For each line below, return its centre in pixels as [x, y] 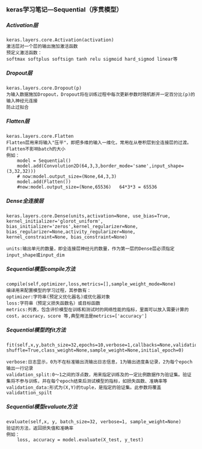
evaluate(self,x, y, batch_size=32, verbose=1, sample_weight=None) [94, 422]
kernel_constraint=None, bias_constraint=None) [67, 237]
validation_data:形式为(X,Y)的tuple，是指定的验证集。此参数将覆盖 [84, 387]
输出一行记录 [20, 368]
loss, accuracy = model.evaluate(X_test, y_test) [81, 440]
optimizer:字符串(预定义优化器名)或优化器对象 [58, 297]
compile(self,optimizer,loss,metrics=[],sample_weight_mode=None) [91, 284]
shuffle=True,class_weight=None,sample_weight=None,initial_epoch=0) [95, 350]
